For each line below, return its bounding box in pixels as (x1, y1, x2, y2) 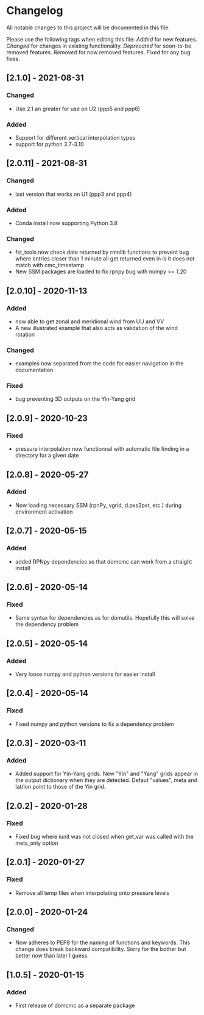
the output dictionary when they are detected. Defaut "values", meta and (15, 776, 198, 784)
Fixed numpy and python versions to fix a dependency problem (15, 720, 175, 728)
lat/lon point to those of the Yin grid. (15, 783, 106, 791)
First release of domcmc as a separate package (15, 1002, 135, 1010)
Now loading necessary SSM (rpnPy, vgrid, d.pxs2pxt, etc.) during (15, 501, 181, 509)
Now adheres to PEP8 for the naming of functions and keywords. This (15, 939, 191, 946)
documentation (15, 367, 54, 374)
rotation (15, 331, 35, 338)
